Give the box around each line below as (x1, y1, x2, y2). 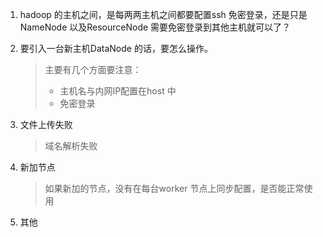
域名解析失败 (44, 140, 98, 152)
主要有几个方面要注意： (44, 64, 142, 75)
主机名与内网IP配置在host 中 (59, 85, 177, 97)
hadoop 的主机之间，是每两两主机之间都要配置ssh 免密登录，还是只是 (19, 9, 308, 20)
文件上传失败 (19, 119, 73, 130)
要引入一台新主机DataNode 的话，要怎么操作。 (19, 43, 213, 54)
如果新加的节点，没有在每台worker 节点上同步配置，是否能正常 (44, 183, 305, 194)
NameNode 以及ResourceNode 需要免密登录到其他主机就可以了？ (19, 21, 292, 33)
